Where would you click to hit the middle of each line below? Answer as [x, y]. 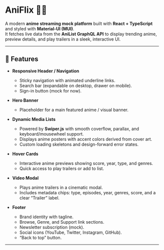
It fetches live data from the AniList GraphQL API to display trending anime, [81, 34]
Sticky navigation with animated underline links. [67, 80]
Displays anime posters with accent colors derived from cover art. [86, 139]
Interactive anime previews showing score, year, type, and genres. [86, 163]
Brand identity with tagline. [46, 217]
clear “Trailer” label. [39, 198]
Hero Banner [25, 100]
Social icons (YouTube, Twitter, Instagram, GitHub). [71, 232]
